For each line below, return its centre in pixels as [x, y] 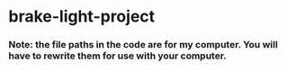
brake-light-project [82, 17]
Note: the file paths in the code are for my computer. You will [143, 45]
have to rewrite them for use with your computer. [117, 56]
